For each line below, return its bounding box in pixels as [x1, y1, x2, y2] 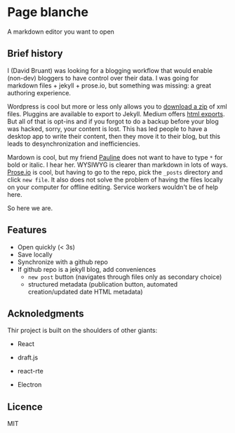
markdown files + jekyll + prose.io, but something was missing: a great [7, 81, 212, 90]
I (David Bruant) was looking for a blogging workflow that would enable [7, 66, 213, 74]
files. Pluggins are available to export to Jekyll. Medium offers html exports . [7, 109, 225, 118]
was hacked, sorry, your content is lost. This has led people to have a [7, 124, 208, 133]
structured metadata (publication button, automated [27, 280, 178, 288]
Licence [7, 401, 43, 413]
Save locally [17, 250, 53, 259]
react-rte [17, 367, 43, 376]
